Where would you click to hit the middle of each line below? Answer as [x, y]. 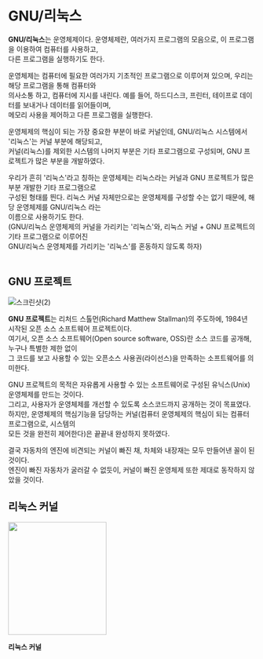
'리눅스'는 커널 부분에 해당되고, [55, 141]
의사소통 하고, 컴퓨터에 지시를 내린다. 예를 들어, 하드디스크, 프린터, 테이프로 [123, 95]
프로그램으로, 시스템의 [42, 424]
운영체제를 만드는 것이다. [46, 394]
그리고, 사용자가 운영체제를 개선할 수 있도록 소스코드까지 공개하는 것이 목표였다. [130, 404]
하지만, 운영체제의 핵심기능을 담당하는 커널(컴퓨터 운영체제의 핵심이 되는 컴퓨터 [129, 413]
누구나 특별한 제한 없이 [43, 348]
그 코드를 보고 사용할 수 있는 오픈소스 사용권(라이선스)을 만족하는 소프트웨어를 [127, 358]
